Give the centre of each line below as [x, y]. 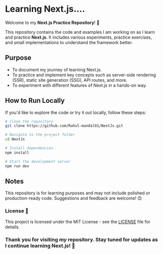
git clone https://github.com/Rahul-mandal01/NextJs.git [64, 126]
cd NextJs [15, 139]
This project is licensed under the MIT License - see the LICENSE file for [78, 222]
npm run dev [17, 166]
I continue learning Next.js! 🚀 [40, 246]
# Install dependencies [29, 148]
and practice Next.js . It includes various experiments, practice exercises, [79, 37]
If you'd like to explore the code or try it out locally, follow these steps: [76, 112]
